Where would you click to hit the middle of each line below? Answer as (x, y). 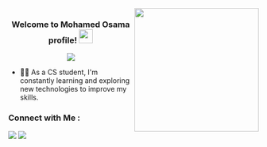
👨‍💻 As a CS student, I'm (59, 72)
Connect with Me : (44, 118)
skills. (29, 97)
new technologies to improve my (73, 89)
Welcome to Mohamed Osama (71, 24)
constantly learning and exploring (75, 81)
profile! (63, 40)
